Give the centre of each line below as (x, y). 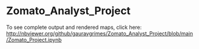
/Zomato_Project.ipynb (34, 40)
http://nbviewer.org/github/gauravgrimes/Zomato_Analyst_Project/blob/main (99, 33)
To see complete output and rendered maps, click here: (74, 27)
